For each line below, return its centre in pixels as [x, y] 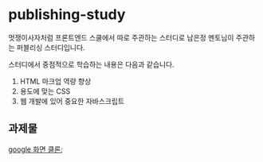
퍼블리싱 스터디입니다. [51, 47]
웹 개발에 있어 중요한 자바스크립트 [72, 101]
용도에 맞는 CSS [45, 91]
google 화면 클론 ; [36, 149]
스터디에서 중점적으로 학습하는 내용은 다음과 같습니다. [91, 64]
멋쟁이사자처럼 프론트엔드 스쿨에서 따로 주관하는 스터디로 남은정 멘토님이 [121, 37]
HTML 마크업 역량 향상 [55, 81]
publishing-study [67, 15]
